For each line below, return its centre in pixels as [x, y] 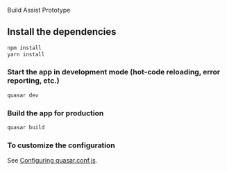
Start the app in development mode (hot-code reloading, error [114, 72]
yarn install [26, 54]
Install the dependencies [62, 32]
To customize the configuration [61, 145]
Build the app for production [56, 113]
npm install [24, 48]
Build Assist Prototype [39, 10]
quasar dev [23, 95]
